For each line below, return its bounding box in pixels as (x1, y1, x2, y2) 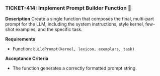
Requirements (5, 36, 36, 42)
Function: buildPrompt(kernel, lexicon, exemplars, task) (12, 46, 135, 52)
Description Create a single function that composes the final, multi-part (5, 16, 154, 22)
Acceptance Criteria (5, 55, 49, 61)
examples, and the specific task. (15, 26, 83, 32)
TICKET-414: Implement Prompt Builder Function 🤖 (5, 4, 132, 11)
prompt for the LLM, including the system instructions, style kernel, (5, 21, 144, 27)
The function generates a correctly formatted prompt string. (12, 65, 137, 71)
